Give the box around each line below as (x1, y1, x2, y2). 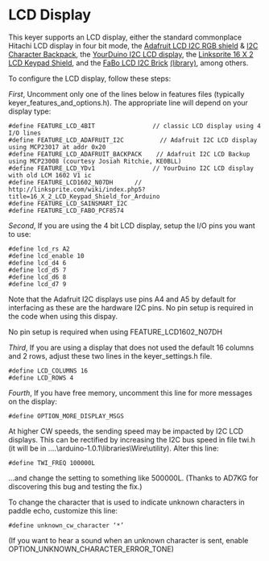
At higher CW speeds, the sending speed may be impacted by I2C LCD (8, 426, 244, 436)
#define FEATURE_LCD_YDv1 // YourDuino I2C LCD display (8, 164, 254, 172)
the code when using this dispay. (8, 311, 118, 321)
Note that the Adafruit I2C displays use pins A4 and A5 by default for (8, 294, 237, 304)
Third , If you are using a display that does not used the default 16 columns (8, 343, 255, 352)
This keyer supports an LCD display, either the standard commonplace (8, 32, 242, 42)
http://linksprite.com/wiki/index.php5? (8, 185, 147, 193)
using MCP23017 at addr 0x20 (8, 143, 106, 151)
